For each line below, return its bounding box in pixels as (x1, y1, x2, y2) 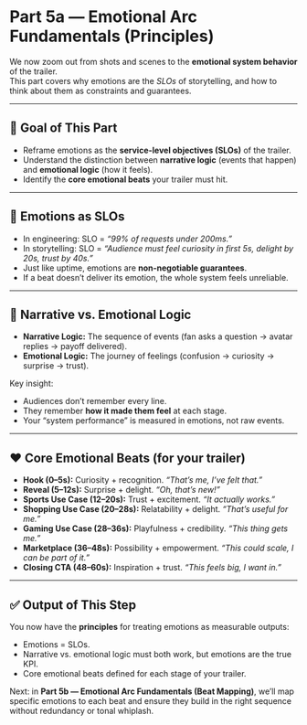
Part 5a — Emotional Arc (9, 6, 198, 27)
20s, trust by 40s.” (22, 252, 93, 263)
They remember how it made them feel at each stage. (22, 405, 228, 417)
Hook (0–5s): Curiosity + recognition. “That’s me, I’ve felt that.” (22, 474, 263, 485)
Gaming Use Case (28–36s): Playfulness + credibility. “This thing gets (22, 523, 289, 534)
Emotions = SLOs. (22, 639, 90, 650)
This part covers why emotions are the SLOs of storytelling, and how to (9, 75, 277, 86)
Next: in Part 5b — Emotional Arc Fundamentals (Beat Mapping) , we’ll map (9, 686, 295, 697)
